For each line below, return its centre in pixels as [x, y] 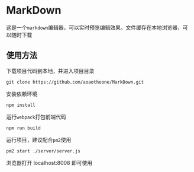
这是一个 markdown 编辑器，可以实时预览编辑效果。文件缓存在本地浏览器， [95, 27]
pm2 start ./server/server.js [43, 151]
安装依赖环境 [22, 94]
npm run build [24, 128]
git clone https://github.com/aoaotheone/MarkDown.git [75, 82]
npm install [21, 105]
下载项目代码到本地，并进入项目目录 [50, 71]
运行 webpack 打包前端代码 [36, 117]
